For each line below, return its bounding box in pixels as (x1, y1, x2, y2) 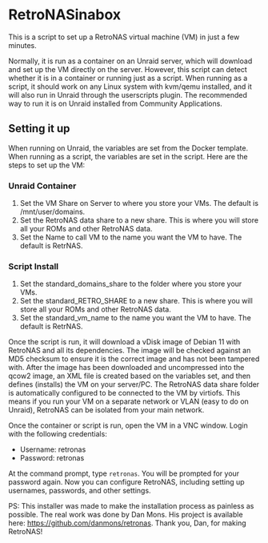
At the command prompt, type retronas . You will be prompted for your (8, 469, 240, 478)
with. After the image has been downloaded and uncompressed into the (8, 363, 245, 372)
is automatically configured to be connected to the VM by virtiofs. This (8, 388, 241, 398)
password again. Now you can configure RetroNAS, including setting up (8, 477, 246, 487)
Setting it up (8, 122, 70, 135)
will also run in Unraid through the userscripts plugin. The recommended (8, 90, 248, 99)
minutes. (8, 40, 38, 50)
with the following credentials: (8, 429, 108, 439)
